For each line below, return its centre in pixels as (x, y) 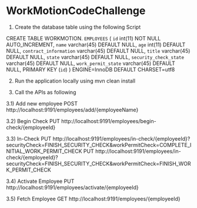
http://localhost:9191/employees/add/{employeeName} (72, 110)
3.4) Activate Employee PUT (40, 181)
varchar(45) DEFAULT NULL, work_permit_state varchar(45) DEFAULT (91, 63)
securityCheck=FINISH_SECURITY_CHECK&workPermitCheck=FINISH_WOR (98, 163)
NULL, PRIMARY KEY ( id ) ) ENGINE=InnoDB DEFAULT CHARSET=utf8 (91, 69)
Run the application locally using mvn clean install (75, 81)
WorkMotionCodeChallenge (76, 11)
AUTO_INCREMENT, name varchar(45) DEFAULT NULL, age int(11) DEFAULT (96, 45)
